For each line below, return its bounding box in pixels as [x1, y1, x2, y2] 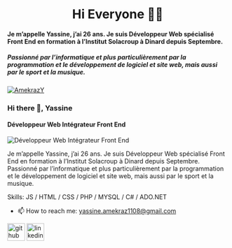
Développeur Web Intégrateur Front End [7, 120, 126, 129]
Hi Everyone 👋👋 [72, 6, 163, 22]
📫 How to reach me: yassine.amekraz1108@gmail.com [17, 206, 177, 215]
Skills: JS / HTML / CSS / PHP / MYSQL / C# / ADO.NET [7, 192, 167, 201]
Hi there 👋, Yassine [7, 103, 73, 112]
